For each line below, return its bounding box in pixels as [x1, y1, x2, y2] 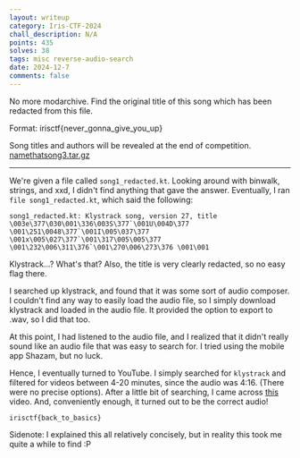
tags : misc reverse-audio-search [9, 55, 134, 64]
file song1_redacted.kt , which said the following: [9, 194, 194, 205]
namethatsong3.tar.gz [9, 149, 90, 160]
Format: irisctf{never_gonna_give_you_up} [9, 123, 163, 133]
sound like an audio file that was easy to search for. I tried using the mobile [9, 341, 285, 352]
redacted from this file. [9, 105, 94, 116]
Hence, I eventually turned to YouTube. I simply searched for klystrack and [9, 368, 286, 378]
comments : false [9, 72, 70, 81]
